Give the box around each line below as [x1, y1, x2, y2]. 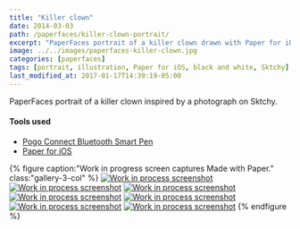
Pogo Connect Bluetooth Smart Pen [21, 136, 154, 147]
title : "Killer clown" [9, 13, 94, 22]
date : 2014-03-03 [9, 21, 74, 30]
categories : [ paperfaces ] [9, 55, 105, 64]
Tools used [9, 116, 52, 127]
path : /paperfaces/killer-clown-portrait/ [9, 30, 170, 38]
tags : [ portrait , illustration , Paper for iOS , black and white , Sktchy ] [9, 64, 290, 72]
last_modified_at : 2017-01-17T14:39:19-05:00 [9, 72, 181, 81]
